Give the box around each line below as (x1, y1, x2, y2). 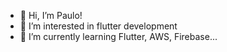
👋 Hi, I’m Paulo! (19, 10, 83, 21)
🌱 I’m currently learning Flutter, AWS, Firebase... (19, 31, 218, 42)
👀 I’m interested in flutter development (19, 20, 178, 32)
